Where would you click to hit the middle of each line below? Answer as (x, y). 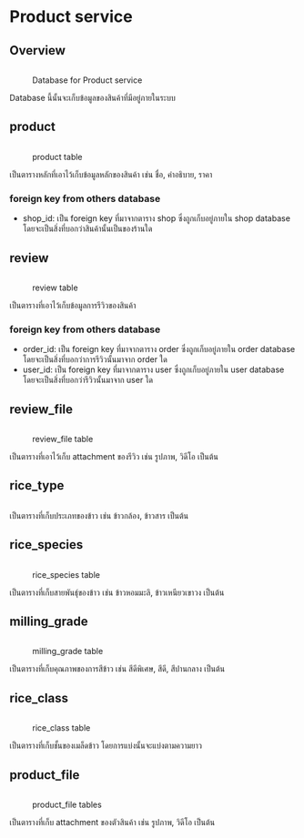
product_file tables (67, 805)
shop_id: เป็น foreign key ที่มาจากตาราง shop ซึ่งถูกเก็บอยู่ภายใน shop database (157, 218)
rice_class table (61, 728)
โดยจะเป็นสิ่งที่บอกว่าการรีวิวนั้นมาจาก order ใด (95, 359)
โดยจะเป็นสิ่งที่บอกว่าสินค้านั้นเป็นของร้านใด (87, 228)
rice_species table (66, 574)
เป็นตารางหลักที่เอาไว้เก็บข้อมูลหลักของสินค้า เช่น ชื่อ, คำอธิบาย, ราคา (111, 174)
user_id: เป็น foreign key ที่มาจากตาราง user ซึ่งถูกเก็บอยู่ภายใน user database (153, 369)
